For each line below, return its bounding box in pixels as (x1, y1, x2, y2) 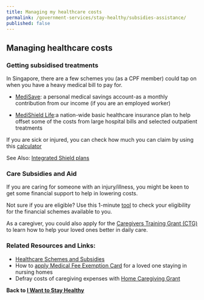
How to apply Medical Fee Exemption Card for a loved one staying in (15, 262, 187, 269)
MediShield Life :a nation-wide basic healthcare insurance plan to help (15, 111, 191, 119)
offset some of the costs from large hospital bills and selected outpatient (15, 118, 198, 125)
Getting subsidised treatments (6, 61, 99, 69)
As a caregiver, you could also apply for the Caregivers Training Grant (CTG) (6, 220, 198, 227)
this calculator (6, 142, 42, 150)
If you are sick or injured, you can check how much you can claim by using (6, 136, 194, 144)
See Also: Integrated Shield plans (6, 155, 90, 162)
